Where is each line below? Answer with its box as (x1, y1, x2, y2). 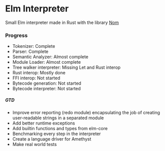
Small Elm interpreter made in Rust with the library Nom (5, 19, 119, 25)
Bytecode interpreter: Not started (12, 86, 81, 92)
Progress (5, 32, 28, 39)
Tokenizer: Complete (12, 43, 55, 49)
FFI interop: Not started (12, 75, 61, 81)
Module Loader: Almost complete (12, 59, 81, 65)
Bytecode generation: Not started (12, 80, 81, 86)
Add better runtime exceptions (12, 120, 75, 126)
